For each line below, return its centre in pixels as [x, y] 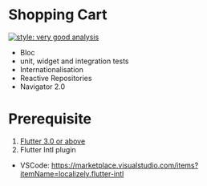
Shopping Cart [58, 15]
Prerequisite [50, 119]
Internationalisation [52, 69]
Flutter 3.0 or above [53, 141]
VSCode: [34, 165]
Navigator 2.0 [43, 87]
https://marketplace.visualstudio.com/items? [125, 165]
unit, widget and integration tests [75, 61]
